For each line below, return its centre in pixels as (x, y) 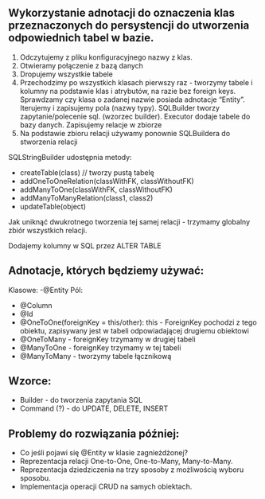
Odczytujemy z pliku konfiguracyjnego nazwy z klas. (106, 57)
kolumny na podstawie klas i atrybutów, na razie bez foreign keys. (128, 91)
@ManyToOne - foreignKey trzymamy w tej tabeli (100, 347)
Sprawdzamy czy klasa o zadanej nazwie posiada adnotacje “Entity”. (132, 99)
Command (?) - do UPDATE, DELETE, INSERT (94, 408)
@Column (36, 305)
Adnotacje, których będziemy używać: (106, 271)
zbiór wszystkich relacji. (48, 230)
